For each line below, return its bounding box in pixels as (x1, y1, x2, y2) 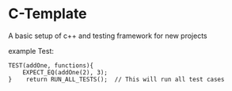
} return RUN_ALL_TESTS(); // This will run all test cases (8, 75, 225, 83)
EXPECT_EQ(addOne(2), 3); (22, 68, 108, 76)
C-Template (8, 5, 87, 23)
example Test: (8, 46, 54, 55)
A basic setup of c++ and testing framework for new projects (8, 31, 207, 40)
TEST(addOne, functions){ (8, 61, 93, 70)
